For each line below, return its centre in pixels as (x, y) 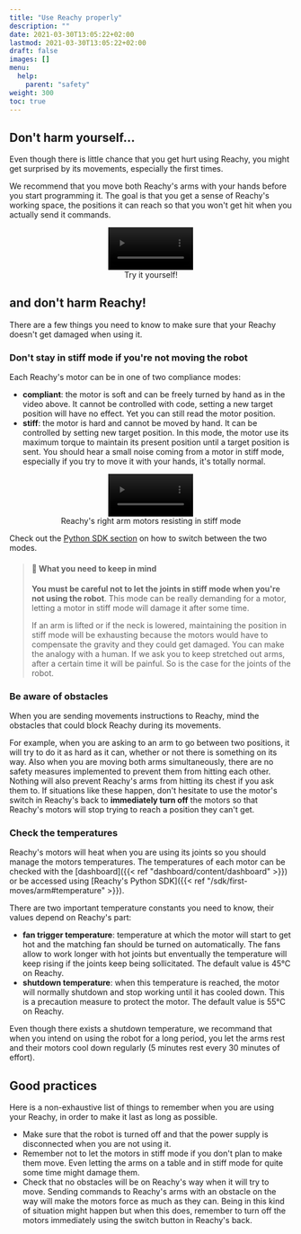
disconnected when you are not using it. (97, 1144)
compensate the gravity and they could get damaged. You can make (158, 644)
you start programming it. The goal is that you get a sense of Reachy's (139, 196)
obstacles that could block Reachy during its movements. (115, 725)
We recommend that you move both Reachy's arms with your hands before (148, 186)
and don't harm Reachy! (78, 303)
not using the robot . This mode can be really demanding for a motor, (159, 598)
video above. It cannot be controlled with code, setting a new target (148, 404)
